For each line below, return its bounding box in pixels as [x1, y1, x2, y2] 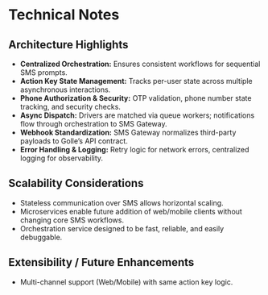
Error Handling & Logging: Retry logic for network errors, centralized [19, 145, 249, 154]
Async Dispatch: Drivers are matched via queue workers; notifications [19, 110, 255, 120]
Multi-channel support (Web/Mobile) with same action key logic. [19, 276, 233, 287]
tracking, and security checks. [19, 102, 121, 111]
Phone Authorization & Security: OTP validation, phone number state [19, 93, 252, 102]
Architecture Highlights [8, 38, 129, 52]
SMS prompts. [19, 68, 68, 77]
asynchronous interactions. [19, 85, 111, 94]
